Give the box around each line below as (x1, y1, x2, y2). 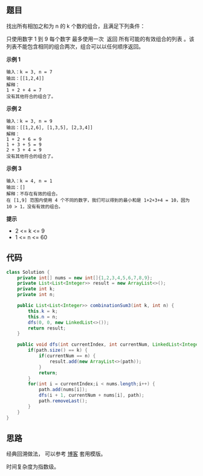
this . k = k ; (28, 308, 59, 314)
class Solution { (6, 269, 50, 275)
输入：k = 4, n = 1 (6, 177, 53, 184)
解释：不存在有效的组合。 (6, 191, 60, 197)
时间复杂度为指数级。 (6, 463, 59, 471)
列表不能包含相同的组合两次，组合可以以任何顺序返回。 (6, 42, 144, 50)
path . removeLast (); (38, 398, 88, 404)
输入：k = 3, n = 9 (6, 118, 53, 124)
